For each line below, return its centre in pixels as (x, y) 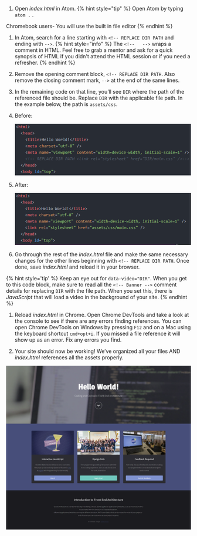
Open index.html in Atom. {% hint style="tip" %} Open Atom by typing (99, 9)
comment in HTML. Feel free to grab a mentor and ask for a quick (94, 50)
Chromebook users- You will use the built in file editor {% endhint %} (89, 26)
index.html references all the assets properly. (69, 357)
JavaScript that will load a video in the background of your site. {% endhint (97, 297)
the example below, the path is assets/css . (66, 104)
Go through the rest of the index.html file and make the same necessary (101, 254)
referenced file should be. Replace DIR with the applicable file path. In (98, 98)
